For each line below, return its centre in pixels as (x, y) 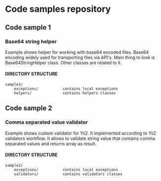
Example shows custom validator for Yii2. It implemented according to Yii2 (81, 133)
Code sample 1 (28, 27)
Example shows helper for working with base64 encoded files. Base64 (77, 52)
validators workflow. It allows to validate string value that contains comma (80, 138)
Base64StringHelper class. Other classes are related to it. (63, 62)
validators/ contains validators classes (68, 174)
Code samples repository (58, 9)
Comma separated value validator (46, 122)
